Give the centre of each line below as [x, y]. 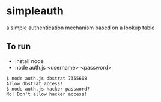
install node [29, 61]
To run [19, 46]
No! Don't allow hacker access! [47, 94]
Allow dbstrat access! [35, 83]
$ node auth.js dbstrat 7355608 [47, 78]
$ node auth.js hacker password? [48, 89]
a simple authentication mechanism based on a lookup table [80, 28]
